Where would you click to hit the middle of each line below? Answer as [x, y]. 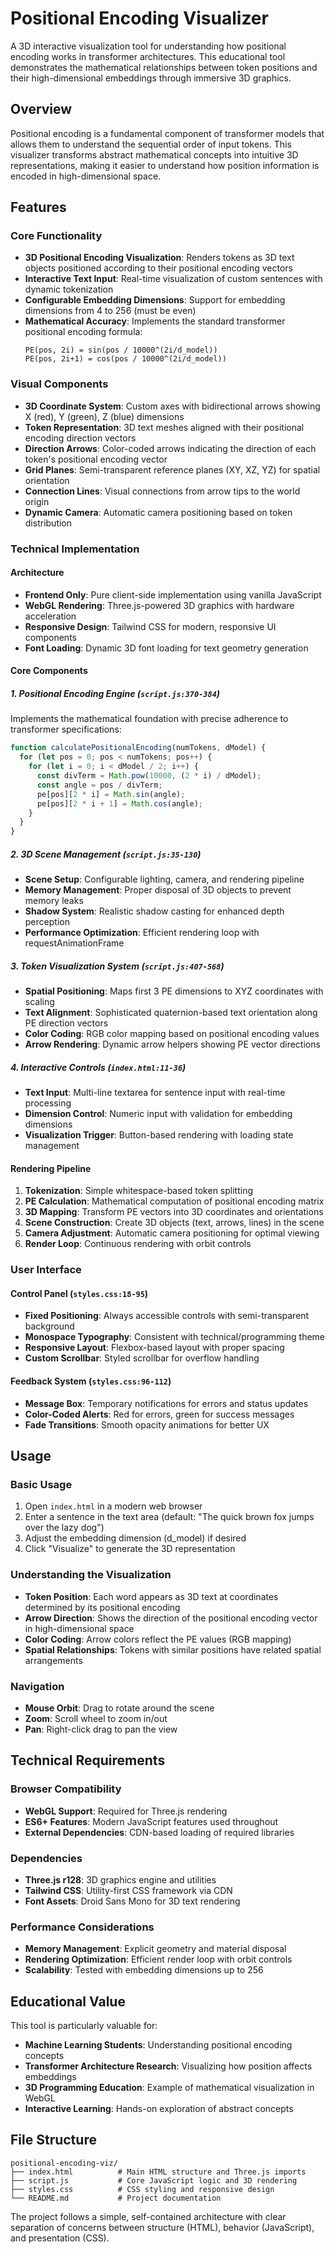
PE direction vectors [66, 1023]
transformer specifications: [66, 729]
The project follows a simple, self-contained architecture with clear [148, 2216]
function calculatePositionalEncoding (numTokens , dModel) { [138, 748]
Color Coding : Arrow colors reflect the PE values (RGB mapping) [158, 1639]
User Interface [46, 1270]
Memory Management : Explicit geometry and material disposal [155, 1949]
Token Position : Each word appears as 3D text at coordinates [151, 1596]
